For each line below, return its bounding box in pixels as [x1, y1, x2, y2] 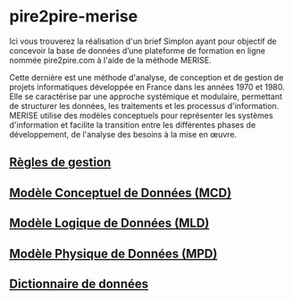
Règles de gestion [9, 154, 112, 171]
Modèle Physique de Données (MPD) [9, 246, 218, 261]
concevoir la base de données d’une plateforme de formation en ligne [9, 45, 266, 55]
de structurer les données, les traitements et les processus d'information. [9, 100, 280, 111]
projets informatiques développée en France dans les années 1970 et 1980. [9, 81, 285, 92]
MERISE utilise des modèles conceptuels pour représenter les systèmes [9, 110, 274, 121]
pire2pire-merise [9, 6, 138, 27]
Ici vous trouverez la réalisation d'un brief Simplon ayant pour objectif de [9, 36, 277, 46]
